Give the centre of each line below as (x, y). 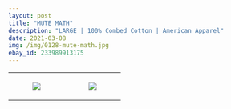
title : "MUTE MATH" (41, 23)
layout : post (30, 16)
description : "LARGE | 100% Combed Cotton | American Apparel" (116, 30)
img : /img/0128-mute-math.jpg (59, 46)
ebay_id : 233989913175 (46, 53)
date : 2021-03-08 (37, 38)
